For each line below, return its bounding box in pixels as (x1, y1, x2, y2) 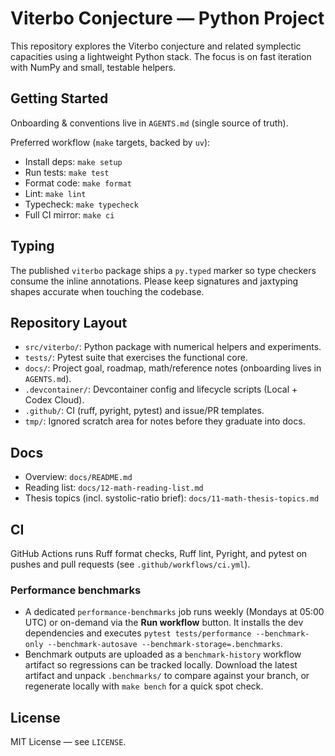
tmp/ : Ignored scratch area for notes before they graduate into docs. (24, 415, 306, 427)
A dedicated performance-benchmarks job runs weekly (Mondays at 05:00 (24, 606, 325, 618)
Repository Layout (10, 314, 128, 331)
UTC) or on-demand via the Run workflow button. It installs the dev (24, 617, 304, 629)
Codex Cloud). (24, 394, 85, 406)
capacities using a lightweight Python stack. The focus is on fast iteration (10, 50, 312, 62)
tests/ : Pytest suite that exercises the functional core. (24, 352, 248, 364)
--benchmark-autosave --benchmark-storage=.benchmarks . (47, 638, 283, 650)
